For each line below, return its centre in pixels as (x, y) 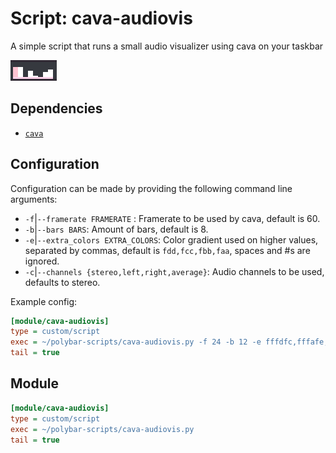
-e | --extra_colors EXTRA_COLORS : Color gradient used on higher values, (171, 239)
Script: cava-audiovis (101, 18)
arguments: (34, 199)
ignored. (42, 261)
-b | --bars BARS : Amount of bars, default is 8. (116, 229)
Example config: (44, 301)
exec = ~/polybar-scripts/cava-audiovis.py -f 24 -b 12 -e (136, 342)
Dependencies (56, 108)
